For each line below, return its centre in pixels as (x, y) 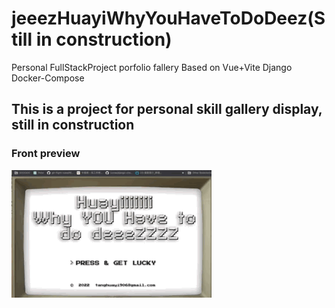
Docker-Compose (48, 78)
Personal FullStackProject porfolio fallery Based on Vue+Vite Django (152, 67)
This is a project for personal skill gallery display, (167, 109)
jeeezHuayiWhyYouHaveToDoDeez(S (168, 18)
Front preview (46, 154)
